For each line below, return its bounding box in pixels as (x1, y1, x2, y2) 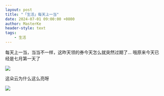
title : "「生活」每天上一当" (5, 12, 59, 17)
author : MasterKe (5, 21, 41, 26)
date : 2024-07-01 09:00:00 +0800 (5, 16, 75, 21)
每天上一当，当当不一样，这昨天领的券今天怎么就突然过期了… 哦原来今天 (5, 49, 155, 55)
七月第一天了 (13, 55, 40, 61)
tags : (5, 30, 16, 35)
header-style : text (5, 26, 46, 31)
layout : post (5, 7, 32, 12)
